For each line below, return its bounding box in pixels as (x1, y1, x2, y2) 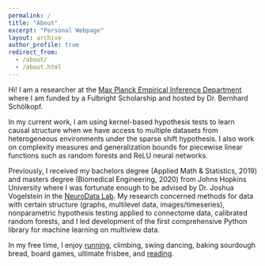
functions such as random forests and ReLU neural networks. (8, 150, 208, 160)
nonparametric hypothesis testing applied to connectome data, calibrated (8, 207, 248, 218)
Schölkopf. (8, 101, 44, 111)
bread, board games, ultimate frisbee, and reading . (8, 249, 174, 258)
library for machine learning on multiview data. (8, 225, 161, 234)
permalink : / (8, 11, 51, 20)
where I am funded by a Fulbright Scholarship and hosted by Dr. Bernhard (8, 93, 248, 103)
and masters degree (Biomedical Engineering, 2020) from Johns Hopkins (8, 174, 247, 184)
